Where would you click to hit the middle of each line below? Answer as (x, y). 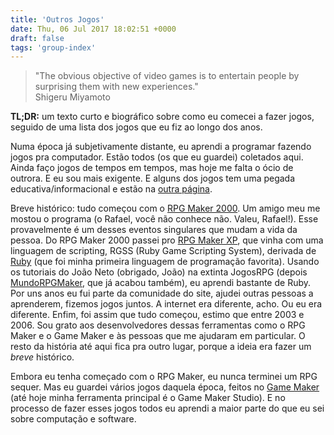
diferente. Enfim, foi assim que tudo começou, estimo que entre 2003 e (157, 315)
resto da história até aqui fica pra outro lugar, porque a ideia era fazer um (161, 347)
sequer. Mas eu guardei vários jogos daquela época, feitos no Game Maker (165, 387)
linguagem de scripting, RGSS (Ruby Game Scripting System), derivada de (163, 251)
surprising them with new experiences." (116, 87)
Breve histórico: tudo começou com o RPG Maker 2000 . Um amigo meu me (165, 208)
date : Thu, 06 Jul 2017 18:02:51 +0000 (93, 29)
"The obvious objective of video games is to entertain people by (167, 76)
